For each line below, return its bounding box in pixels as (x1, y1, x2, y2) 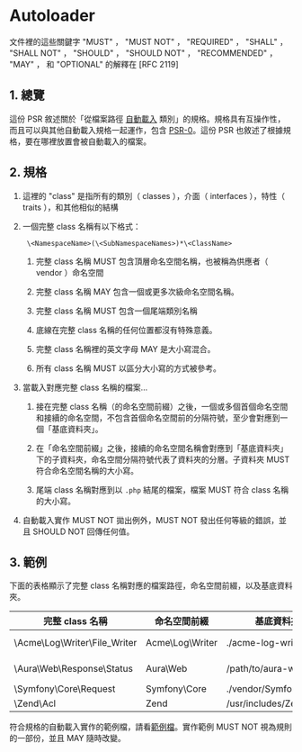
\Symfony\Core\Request (13, 683, 116, 695)
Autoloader (9, 5, 96, 26)
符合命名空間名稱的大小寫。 (35, 465, 139, 476)
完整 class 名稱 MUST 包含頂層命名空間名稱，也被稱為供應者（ (35, 256, 269, 267)
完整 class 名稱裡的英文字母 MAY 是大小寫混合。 (35, 343, 216, 354)
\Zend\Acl (13, 697, 57, 710)
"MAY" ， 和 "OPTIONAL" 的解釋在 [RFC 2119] (9, 59, 179, 69)
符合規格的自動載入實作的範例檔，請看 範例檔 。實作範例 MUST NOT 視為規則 (9, 721, 292, 732)
